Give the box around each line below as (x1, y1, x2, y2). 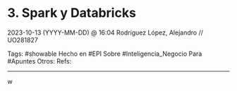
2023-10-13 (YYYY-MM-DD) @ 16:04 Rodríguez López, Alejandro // (7, 28, 203, 37)
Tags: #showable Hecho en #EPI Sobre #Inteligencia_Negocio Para (7, 49, 202, 58)
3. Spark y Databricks (7, 5, 136, 21)
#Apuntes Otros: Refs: (7, 56, 72, 65)
